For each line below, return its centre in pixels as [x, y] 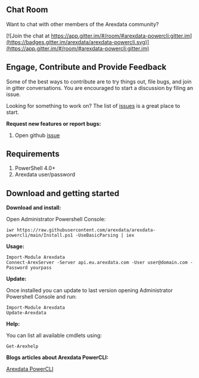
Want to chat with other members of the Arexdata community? [83, 24]
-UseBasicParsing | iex [105, 236]
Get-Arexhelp [22, 346]
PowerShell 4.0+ [35, 168]
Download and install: [34, 207]
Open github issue [37, 135]
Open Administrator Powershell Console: [56, 219]
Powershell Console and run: [41, 297]
